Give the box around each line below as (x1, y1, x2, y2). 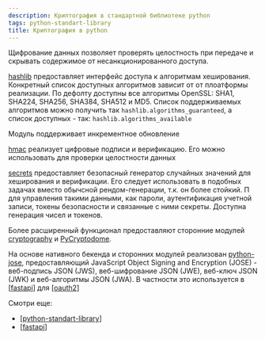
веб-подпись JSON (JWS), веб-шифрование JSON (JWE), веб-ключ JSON (8, 266, 258, 276)
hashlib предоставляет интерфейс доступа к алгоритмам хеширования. (8, 72, 251, 82)
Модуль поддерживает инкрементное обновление (8, 129, 180, 139)
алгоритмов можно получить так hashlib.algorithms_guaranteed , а (8, 105, 233, 115)
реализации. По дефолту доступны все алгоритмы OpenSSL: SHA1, (8, 89, 235, 98)
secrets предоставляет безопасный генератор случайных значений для (8, 168, 252, 178)
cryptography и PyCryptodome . (8, 234, 112, 244)
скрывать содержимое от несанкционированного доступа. (8, 56, 209, 66)
